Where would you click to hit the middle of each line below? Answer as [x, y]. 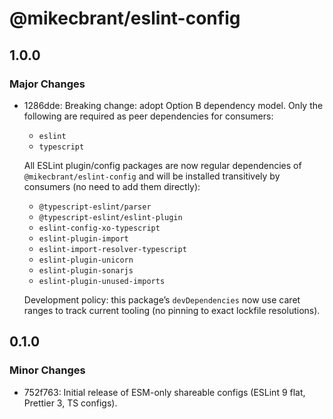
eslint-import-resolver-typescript [112, 249]
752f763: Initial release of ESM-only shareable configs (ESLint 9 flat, [164, 392]
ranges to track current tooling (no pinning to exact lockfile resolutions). [172, 310]
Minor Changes [47, 370]
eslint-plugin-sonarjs [86, 270]
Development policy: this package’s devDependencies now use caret [162, 299]
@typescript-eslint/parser [95, 207]
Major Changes [47, 84]
